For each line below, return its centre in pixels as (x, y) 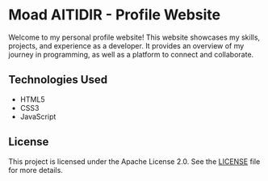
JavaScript (38, 116)
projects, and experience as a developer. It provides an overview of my (126, 45)
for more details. (36, 170)
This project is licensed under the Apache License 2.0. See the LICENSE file (134, 161)
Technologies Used (58, 80)
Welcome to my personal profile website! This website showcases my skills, (134, 37)
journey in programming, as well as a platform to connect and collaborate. (131, 54)
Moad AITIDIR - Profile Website (115, 15)
